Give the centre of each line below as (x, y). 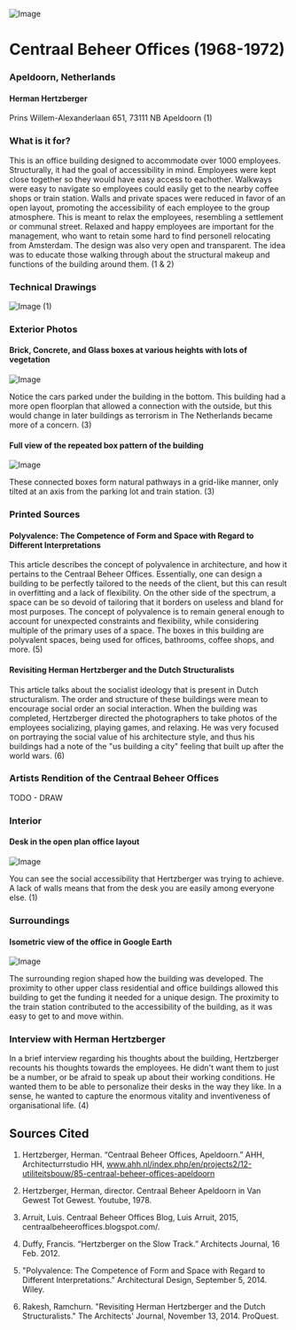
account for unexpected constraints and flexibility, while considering (134, 622)
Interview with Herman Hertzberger (87, 1039)
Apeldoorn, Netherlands (62, 77)
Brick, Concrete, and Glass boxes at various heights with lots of (129, 350)
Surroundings (39, 920)
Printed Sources (45, 514)
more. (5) (26, 649)
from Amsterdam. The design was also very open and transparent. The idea (148, 245)
